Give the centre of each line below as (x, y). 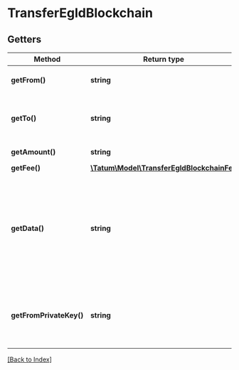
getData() (28, 228)
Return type (164, 59)
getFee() (26, 168)
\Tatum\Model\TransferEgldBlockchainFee (163, 168)
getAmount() (33, 152)
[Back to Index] (30, 359)
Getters (25, 39)
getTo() (24, 118)
